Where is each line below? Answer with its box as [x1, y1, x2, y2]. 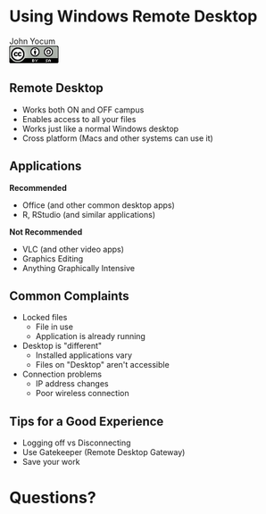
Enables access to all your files [21, 113, 137, 124]
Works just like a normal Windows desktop [21, 123, 179, 134]
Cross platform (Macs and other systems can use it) [21, 132, 214, 144]
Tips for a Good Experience [9, 413, 164, 429]
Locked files [21, 312, 68, 323]
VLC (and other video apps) [21, 244, 125, 254]
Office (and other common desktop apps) [21, 199, 176, 211]
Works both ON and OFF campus [21, 104, 145, 115]
